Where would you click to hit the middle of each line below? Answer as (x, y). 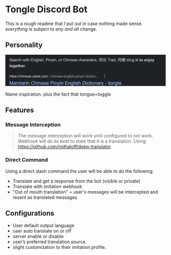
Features (20, 110)
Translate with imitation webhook (47, 186)
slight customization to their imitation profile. (59, 247)
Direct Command (27, 160)
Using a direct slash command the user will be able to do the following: (79, 171)
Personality (24, 45)
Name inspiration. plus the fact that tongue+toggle (58, 94)
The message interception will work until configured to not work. (85, 136)
